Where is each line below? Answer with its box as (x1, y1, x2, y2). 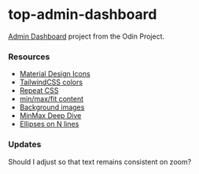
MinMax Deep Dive (19, 111, 82, 120)
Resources (8, 51, 50, 62)
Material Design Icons (19, 69, 90, 79)
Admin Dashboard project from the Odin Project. (8, 31, 165, 41)
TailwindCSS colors (19, 77, 83, 87)
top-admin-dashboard (8, 6, 157, 24)
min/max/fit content (19, 94, 84, 104)
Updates (8, 139, 42, 150)
